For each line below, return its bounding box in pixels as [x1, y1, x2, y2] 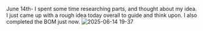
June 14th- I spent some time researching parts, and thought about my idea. [6, 5, 198, 12]
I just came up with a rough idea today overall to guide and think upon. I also [6, 12, 198, 19]
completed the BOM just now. [6, 18, 80, 25]
